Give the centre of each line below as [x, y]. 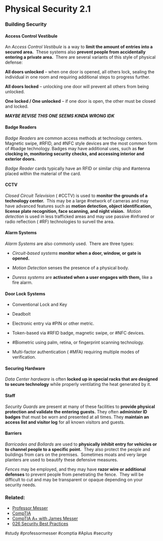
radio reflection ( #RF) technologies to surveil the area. [60, 222]
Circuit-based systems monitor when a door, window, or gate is [76, 253]
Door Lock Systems [25, 293]
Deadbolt [21, 314]
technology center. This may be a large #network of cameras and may [77, 201]
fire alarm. [22, 282]
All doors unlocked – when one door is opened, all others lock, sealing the [80, 72]
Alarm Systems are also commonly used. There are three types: [70, 244]
